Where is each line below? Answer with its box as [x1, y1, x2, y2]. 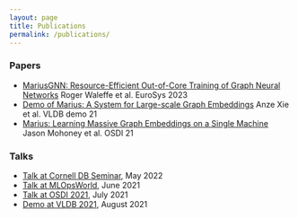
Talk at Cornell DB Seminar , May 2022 [22, 170, 163, 180]
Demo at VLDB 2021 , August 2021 [22, 198, 148, 209]
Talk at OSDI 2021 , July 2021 [22, 189, 128, 200]
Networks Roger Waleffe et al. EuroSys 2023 [22, 89, 188, 100]
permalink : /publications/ [9, 30, 110, 39]
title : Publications [9, 22, 87, 31]
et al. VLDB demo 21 [22, 109, 98, 119]
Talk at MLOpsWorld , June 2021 [22, 179, 141, 190]
